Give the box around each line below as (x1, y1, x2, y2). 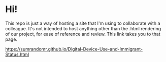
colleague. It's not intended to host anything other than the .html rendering (5, 25, 161, 31)
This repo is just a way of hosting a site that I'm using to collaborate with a (5, 20, 160, 26)
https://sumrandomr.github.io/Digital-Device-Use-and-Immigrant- (5, 46, 143, 52)
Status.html (5, 51, 29, 57)
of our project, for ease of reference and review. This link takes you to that (5, 31, 161, 37)
